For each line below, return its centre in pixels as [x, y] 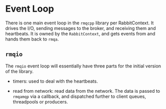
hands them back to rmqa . [32, 39]
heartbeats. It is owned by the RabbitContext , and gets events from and [80, 33]
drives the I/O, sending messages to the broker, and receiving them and [81, 28]
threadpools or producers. [40, 101]
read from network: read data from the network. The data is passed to [86, 91]
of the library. [19, 71]
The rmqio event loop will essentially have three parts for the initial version [83, 66]
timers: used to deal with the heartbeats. [55, 81]
